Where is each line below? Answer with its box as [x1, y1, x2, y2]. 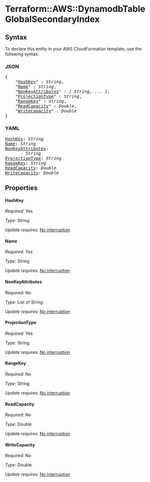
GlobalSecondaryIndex [5, 14, 100, 25]
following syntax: [5, 51, 39, 57]
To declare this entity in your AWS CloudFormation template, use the [5, 46, 142, 52]
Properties [5, 184, 38, 192]
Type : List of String [5, 299, 43, 305]
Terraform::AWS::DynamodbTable [5, 3, 146, 15]
